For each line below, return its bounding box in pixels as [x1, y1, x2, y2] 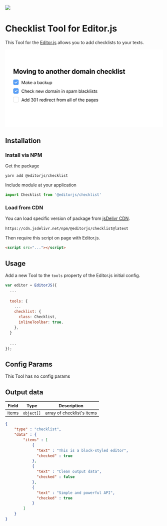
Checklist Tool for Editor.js [5, 23, 117, 35]
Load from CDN [5, 204, 43, 211]
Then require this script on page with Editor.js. [5, 235, 100, 241]
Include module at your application [5, 182, 76, 188]
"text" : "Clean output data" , [36, 469, 101, 474]
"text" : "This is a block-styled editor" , [36, 448, 128, 453]
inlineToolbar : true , [18, 320, 64, 325]
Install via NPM [5, 151, 42, 158]
